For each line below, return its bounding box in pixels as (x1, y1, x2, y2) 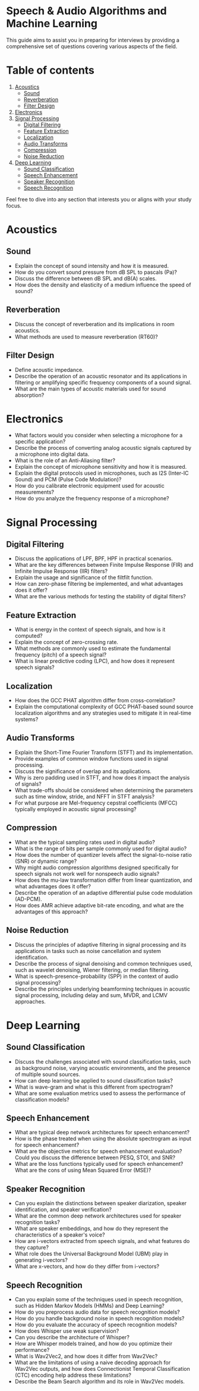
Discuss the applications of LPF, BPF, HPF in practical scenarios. (14, 555, 173, 562)
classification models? (14, 1096, 70, 1103)
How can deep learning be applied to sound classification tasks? (14, 1077, 173, 1084)
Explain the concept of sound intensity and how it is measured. (14, 262, 169, 269)
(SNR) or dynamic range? (14, 857, 77, 865)
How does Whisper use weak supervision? (14, 1327, 119, 1335)
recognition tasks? (14, 1219, 61, 1226)
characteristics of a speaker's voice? (14, 1231, 105, 1238)
